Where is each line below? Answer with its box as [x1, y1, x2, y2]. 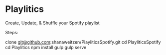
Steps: [5, 29, 18, 35]
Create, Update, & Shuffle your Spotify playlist [5, 20, 100, 26]
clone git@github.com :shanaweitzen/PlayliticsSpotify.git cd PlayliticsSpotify [5, 39, 161, 45]
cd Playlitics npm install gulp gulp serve [5, 44, 87, 50]
